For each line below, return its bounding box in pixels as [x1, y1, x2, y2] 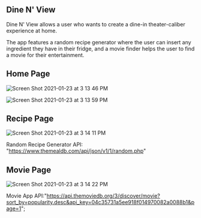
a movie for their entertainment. [6, 51, 85, 59]
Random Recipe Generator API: [6, 141, 83, 149]
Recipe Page [6, 114, 54, 124]
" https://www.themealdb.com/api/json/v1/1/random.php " [6, 147, 146, 155]
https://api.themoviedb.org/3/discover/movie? [46, 192, 160, 199]
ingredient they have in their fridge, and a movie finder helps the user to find [6, 45, 195, 52]
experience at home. [6, 27, 58, 34]
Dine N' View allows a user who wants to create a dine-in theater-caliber [6, 20, 186, 28]
